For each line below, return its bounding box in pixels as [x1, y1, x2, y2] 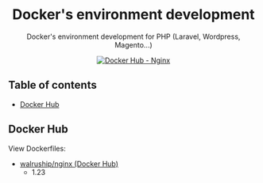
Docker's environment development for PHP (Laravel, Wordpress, [26, 32, 241, 41]
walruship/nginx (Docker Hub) [19, 158, 119, 168]
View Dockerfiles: [8, 143, 66, 153]
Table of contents [8, 78, 97, 92]
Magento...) [114, 40, 153, 49]
